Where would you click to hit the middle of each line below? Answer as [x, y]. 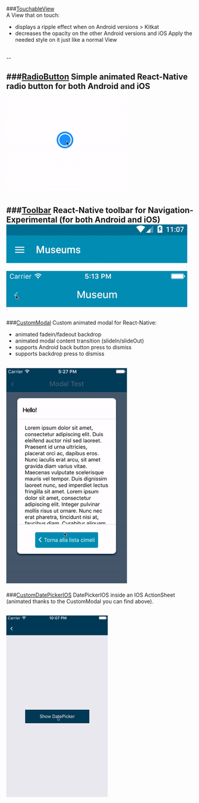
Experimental [32, 219]
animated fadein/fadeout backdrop [58, 335]
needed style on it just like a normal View [66, 40]
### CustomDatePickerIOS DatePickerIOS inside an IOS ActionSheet [91, 595]
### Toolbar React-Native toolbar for [76, 210]
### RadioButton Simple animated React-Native [97, 77]
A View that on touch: [33, 15]
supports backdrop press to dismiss [59, 354]
